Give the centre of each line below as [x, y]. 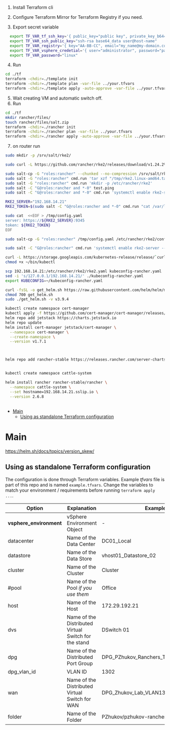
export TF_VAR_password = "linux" [44, 55]
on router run [26, 146]
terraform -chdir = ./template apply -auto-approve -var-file [70, 88]
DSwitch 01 [116, 629]
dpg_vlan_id [22, 672]
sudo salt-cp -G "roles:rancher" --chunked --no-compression [71, 174]
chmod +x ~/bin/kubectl [30, 262]
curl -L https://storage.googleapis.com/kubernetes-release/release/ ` [81, 258]
